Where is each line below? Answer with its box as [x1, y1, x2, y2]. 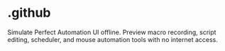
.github [7, 5, 51, 21]
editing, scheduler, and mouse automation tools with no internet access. [7, 35, 219, 43]
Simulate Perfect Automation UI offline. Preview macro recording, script [7, 28, 216, 36]
